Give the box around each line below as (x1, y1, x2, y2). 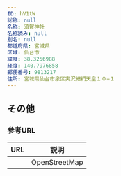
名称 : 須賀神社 (7, 23, 45, 30)
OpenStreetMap (31, 158, 83, 168)
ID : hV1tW (7, 10, 36, 17)
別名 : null (7, 36, 37, 43)
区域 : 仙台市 (7, 50, 40, 57)
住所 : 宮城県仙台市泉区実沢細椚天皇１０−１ (7, 75, 115, 82)
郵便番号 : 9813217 (7, 68, 57, 75)
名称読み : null (7, 29, 47, 37)
